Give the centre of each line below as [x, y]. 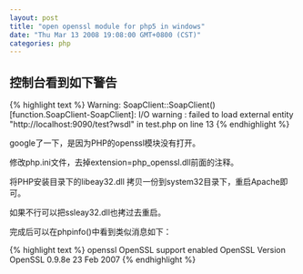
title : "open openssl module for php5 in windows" [107, 26]
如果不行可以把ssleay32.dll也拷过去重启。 [88, 213]
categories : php [40, 43]
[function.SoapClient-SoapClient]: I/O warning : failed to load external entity [151, 115]
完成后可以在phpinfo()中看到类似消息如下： [91, 232]
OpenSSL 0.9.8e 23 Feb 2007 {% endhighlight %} [103, 259]
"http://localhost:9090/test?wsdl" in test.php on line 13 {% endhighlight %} [150, 125]
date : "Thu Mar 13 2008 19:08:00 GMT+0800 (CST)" [106, 35]
